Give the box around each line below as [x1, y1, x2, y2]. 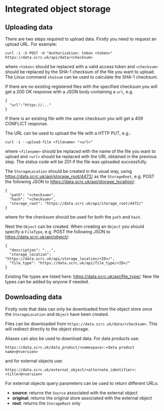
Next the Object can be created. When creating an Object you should [5, 223, 144, 229]
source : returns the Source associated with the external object [12, 389, 138, 396]
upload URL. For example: [5, 41, 57, 47]
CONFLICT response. [5, 121, 48, 126]
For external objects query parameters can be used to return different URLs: [5, 380, 159, 386]
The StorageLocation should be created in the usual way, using [5, 168, 132, 174]
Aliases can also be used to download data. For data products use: [5, 335, 140, 341]
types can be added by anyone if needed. [5, 279, 90, 284]
